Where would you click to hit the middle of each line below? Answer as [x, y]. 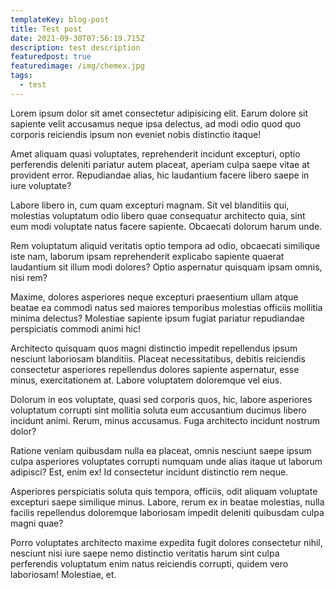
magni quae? [37, 523]
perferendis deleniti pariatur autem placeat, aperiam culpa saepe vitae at [160, 164]
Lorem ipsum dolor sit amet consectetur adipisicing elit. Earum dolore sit [159, 113]
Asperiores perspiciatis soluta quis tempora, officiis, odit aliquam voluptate [164, 491]
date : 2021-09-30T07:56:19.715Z [77, 38]
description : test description [75, 47]
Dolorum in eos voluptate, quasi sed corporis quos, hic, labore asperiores [161, 399]
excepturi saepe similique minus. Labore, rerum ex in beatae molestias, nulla [167, 502]
